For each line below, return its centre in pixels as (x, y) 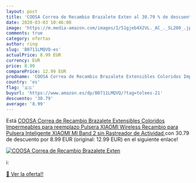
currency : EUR (23, 60)
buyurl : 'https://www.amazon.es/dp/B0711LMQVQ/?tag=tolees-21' (85, 93)
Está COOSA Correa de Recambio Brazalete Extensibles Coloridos (85, 120)
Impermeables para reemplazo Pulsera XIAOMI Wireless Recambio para (92, 127)
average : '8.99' (26, 104)
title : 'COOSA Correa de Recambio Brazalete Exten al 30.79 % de (87, 17)
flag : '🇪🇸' (20, 88)
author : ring (22, 44)
